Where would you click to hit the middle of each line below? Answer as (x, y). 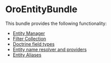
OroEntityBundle (41, 9)
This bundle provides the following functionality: (56, 23)
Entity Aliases (27, 55)
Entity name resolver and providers (50, 49)
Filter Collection (29, 39)
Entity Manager (29, 33)
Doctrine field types (34, 44)
